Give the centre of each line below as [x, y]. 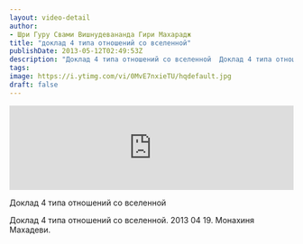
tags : [19, 68]
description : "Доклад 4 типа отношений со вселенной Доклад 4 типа [141, 59]
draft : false [34, 85]
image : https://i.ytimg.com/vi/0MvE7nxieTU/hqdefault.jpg [120, 77]
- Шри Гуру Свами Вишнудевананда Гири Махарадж [101, 34]
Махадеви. [30, 230]
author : [24, 26]
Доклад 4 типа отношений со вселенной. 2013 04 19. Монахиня [132, 220]
